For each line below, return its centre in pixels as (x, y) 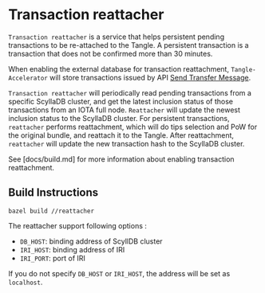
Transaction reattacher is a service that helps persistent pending (117, 37)
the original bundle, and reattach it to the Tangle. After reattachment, (121, 135)
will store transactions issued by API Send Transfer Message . (150, 77)
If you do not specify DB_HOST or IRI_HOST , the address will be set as (119, 273)
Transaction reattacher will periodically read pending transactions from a (130, 92)
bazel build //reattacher (51, 211)
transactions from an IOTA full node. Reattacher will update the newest (125, 110)
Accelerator (28, 78)
